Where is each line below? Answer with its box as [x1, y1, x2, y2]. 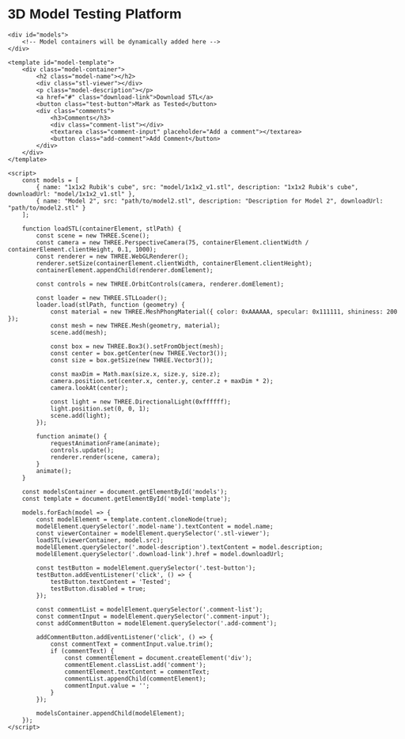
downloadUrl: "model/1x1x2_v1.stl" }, [8, 190, 136, 198]
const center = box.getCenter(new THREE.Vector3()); [50, 349, 228, 357]
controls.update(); [50, 446, 115, 454]
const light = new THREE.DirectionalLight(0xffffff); [50, 397, 232, 406]
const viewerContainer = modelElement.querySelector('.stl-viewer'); [36, 529, 271, 537]
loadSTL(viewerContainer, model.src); [36, 536, 164, 544]
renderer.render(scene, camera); [50, 453, 161, 461]
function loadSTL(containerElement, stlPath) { [21, 225, 182, 233]
